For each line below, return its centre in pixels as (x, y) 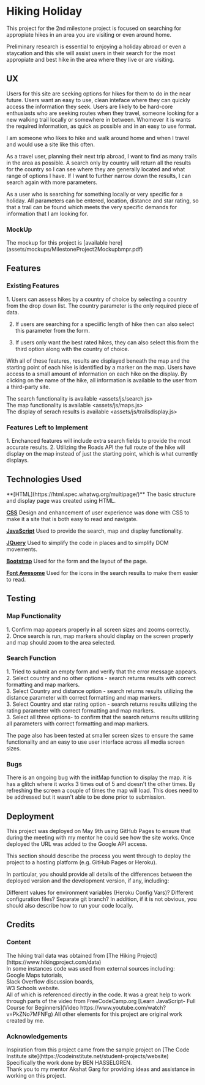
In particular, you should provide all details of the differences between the (99, 874)
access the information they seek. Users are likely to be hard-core (90, 106)
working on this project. (36, 1075)
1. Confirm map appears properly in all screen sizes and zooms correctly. (99, 629)
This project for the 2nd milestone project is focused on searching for (94, 28)
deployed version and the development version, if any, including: (88, 880)
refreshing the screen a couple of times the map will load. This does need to (102, 791)
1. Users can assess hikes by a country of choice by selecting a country (97, 299)
